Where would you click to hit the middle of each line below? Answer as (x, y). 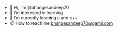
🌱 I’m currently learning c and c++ (44, 18)
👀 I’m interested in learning (36, 13)
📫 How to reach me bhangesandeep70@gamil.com (61, 23)
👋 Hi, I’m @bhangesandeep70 (39, 8)
